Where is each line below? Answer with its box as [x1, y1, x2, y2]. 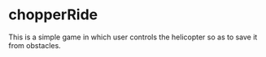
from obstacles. [8, 40, 61, 50]
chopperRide [8, 6, 98, 24]
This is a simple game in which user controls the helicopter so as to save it [8, 32, 258, 42]
